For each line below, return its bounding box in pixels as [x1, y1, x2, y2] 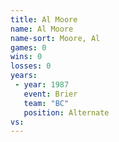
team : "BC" [23, 98, 70, 108]
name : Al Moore [10, 24, 74, 34]
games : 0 [10, 42, 47, 53]
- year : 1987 [14, 80, 70, 90]
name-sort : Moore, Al [10, 33, 101, 43]
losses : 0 [10, 61, 52, 71]
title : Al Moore [10, 14, 78, 25]
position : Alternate [23, 107, 110, 118]
